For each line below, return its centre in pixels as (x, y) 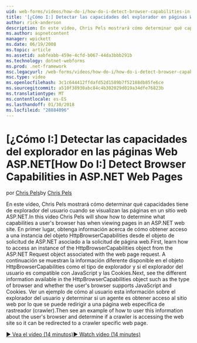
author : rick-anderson (34, 22)
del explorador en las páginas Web (92, 151)
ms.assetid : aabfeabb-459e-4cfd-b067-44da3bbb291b (69, 55)
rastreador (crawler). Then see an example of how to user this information (95, 311)
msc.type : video (26, 77)
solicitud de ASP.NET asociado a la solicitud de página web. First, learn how (97, 242)
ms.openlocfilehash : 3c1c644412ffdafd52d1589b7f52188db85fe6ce (85, 83)
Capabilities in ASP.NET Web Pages (94, 177)
